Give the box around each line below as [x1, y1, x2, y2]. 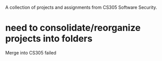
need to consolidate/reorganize [5, 22, 141, 34]
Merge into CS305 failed [5, 49, 57, 55]
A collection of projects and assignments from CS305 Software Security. [5, 5, 157, 10]
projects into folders [5, 33, 93, 45]
